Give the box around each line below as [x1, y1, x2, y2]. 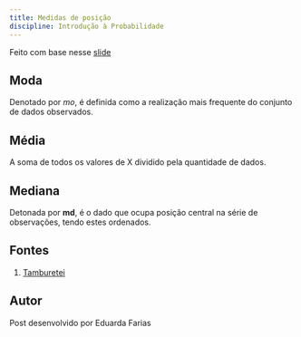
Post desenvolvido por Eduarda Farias [9, 317, 151, 328]
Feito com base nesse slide [9, 46, 112, 57]
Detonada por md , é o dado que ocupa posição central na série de [9, 207, 258, 217]
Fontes [9, 243, 50, 258]
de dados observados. [9, 106, 93, 118]
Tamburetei [22, 266, 65, 277]
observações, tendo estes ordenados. [9, 217, 151, 227]
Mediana [9, 183, 61, 198]
